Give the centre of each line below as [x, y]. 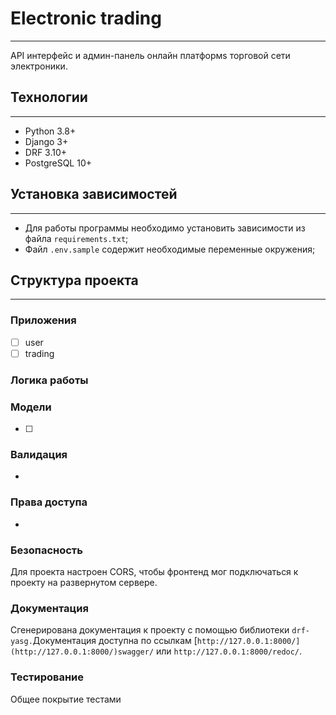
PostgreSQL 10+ [58, 163]
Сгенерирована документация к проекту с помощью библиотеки [150, 630]
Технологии [49, 97]
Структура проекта [74, 280]
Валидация [39, 454]
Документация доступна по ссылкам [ [115, 641]
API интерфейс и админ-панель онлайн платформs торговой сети [150, 55]
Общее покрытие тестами [66, 699]
